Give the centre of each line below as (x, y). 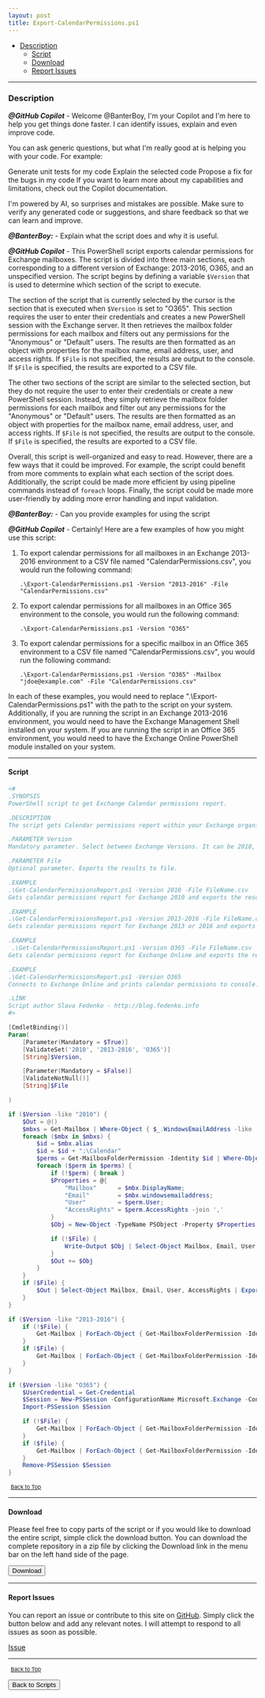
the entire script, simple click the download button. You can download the (128, 1538)
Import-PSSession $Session (67, 1407)
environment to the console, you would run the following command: (129, 614)
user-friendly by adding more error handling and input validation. (114, 498)
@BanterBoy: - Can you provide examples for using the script (109, 514)
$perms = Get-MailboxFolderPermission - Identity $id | (129, 1159)
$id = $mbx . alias (65, 1144)
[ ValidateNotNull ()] (56, 1079)
